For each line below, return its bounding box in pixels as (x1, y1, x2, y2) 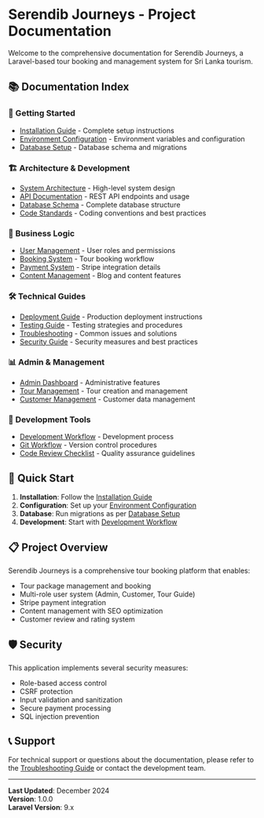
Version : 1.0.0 (8, 794, 53, 804)
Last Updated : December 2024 (8, 786, 110, 795)
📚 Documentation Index (8, 80, 130, 94)
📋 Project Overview (8, 541, 108, 555)
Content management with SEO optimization (19, 606, 163, 615)
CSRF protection (19, 686, 73, 696)
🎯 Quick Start (8, 471, 75, 485)
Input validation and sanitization (19, 695, 123, 704)
